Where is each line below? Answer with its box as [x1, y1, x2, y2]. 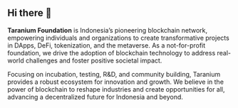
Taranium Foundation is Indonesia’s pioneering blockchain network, [7, 26, 208, 34]
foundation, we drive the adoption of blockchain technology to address [7, 48, 216, 57]
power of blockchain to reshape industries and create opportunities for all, [7, 85, 226, 93]
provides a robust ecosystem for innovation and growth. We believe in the [7, 77, 224, 86]
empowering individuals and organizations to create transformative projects [7, 33, 229, 42]
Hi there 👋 [7, 7, 52, 19]
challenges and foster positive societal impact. [25, 56, 162, 65]
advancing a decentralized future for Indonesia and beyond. [7, 92, 184, 101]
